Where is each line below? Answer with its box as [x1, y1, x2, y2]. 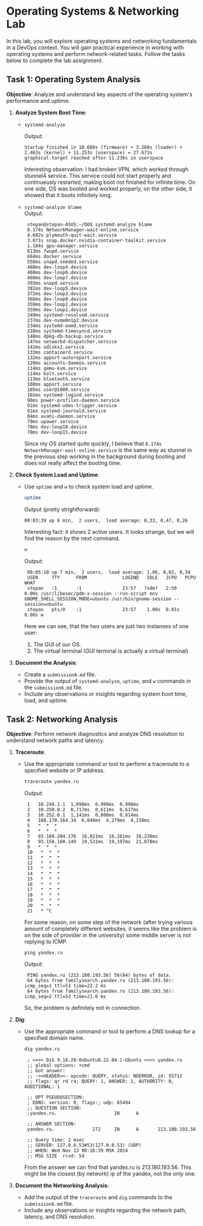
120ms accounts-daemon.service [27, 360, 106, 366]
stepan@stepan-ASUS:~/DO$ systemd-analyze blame [27, 221, 153, 228]
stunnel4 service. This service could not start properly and [24, 172, 171, 179]
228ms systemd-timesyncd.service [27, 328, 112, 334]
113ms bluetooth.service [27, 376, 90, 382]
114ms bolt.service [27, 370, 77, 377]
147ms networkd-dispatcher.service [27, 338, 117, 345]
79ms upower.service [27, 418, 79, 424]
